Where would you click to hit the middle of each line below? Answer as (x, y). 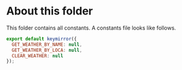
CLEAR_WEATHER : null (37, 56)
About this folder (50, 11)
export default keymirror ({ (42, 39)
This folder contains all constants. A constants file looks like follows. (91, 28)
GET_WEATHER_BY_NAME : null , (47, 44)
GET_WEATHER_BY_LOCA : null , (47, 50)
